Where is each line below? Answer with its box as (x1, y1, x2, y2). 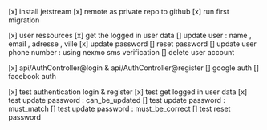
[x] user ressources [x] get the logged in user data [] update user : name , (8, 31, 252, 40)
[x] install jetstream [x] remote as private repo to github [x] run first (8, 7, 230, 16)
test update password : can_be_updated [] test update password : (8, 96, 226, 104)
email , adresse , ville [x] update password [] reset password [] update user (8, 39, 257, 49)
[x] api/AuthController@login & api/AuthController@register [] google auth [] (8, 63, 259, 73)
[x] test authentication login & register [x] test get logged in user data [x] (8, 87, 248, 97)
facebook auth (8, 72, 56, 81)
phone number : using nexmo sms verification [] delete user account (8, 48, 235, 57)
